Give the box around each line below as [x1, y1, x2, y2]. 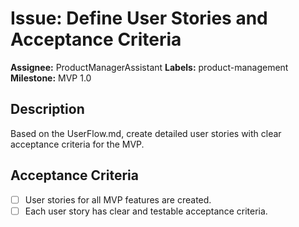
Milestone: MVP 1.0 [10, 72, 92, 84]
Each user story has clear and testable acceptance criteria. [24, 205, 268, 217]
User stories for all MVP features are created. [24, 193, 212, 206]
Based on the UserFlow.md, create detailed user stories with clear [10, 127, 282, 139]
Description [10, 101, 85, 118]
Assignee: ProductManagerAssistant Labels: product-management [10, 61, 289, 73]
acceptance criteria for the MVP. [10, 138, 145, 150]
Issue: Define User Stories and [10, 7, 268, 30]
